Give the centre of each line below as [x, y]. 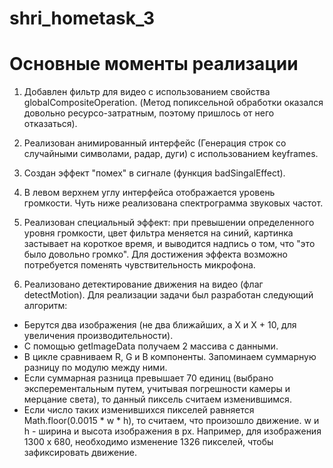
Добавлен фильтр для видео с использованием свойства [147, 92]
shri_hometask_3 [82, 18]
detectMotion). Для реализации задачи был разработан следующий [168, 295]
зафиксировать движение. [80, 453]
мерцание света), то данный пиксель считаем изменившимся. [157, 399]
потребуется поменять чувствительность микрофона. [139, 265]
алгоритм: [45, 306]
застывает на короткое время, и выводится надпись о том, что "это [169, 244]
